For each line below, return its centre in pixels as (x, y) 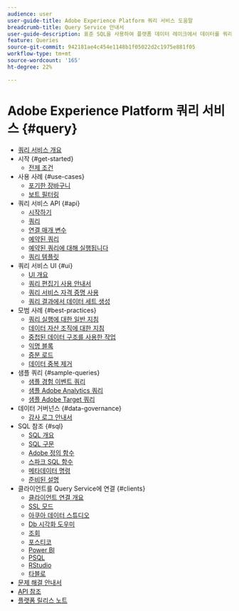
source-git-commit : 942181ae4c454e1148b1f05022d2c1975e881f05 (101, 47)
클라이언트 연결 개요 (56, 497)
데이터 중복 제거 (50, 364)
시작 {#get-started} (46, 158)
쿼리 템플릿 (43, 257)
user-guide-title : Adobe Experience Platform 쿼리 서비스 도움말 (100, 21)
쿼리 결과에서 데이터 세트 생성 (69, 301)
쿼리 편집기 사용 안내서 (60, 283)
